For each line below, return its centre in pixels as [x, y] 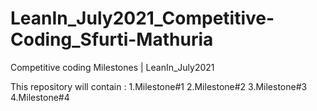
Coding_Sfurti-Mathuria [112, 39]
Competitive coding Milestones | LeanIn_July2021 [112, 67]
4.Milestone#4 [40, 97]
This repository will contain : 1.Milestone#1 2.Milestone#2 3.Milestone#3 [159, 86]
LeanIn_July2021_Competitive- [142, 18]
